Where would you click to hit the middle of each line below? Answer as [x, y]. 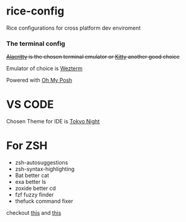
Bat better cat [32, 175]
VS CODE [30, 105]
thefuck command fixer [44, 201]
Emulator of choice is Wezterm [44, 68]
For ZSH [27, 146]
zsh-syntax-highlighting [45, 169]
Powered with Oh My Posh [39, 80]
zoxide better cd [35, 188]
